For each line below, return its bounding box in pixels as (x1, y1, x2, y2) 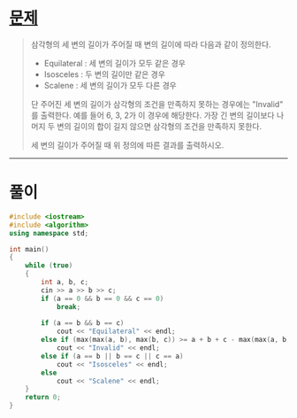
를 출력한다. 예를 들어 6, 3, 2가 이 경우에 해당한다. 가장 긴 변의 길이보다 (30, 110, 275, 120)
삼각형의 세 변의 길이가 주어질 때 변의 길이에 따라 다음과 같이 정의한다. (30, 39, 271, 50)
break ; (56, 302, 81, 311)
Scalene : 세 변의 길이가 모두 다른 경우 (43, 80, 177, 90)
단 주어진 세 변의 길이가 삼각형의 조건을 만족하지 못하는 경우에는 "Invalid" (30, 98, 284, 109)
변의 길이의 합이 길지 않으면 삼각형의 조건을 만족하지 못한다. (57, 120, 263, 131)
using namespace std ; (9, 228, 89, 237)
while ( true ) (25, 261, 73, 270)
